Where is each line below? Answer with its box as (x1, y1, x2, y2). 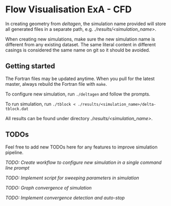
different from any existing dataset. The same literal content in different (5, 41, 156, 47)
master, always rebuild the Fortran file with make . (5, 81, 107, 87)
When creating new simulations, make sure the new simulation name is (5, 36, 155, 42)
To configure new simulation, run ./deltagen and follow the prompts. (5, 91, 150, 97)
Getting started (5, 62, 55, 70)
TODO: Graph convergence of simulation (5, 184, 92, 191)
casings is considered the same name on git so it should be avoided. (5, 47, 150, 53)
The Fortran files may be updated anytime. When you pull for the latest (5, 76, 155, 82)
